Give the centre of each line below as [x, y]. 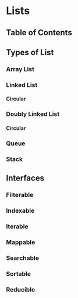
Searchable [23, 258]
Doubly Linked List [33, 114]
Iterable [17, 226]
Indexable [20, 211]
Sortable [18, 273]
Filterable [20, 195]
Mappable [21, 242]
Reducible [21, 289]
